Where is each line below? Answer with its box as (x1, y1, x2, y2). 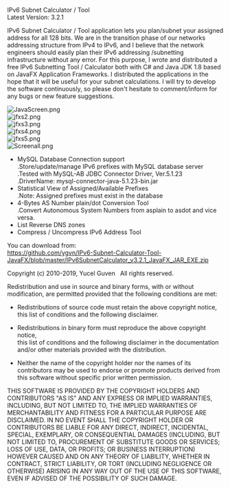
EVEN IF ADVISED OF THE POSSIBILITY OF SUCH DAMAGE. (7, 474, 177, 483)
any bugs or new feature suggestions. (7, 92, 115, 100)
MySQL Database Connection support (16, 155, 125, 163)
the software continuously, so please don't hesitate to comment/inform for (7, 85, 218, 93)
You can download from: (7, 242, 77, 249)
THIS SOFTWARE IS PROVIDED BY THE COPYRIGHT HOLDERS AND (7, 387, 200, 395)
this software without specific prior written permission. (16, 373, 172, 382)
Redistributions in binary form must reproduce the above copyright (16, 324, 206, 332)
